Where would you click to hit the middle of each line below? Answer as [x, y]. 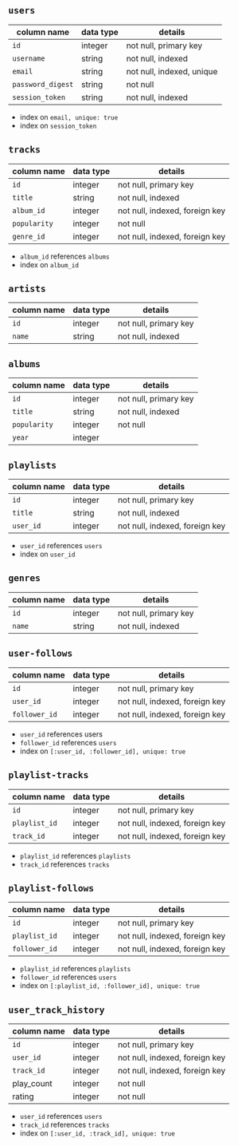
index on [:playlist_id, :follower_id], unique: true [110, 986]
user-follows [41, 654]
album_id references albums [64, 256]
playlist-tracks [49, 775]
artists [27, 289]
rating [23, 1097]
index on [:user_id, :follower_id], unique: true [103, 751]
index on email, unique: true [69, 117]
